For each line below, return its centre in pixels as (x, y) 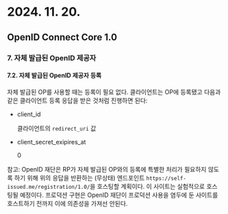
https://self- (166, 178)
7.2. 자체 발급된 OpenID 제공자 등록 (54, 75)
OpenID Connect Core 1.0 (62, 37)
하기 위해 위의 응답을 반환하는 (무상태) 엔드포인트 (79, 178)
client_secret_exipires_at (51, 142)
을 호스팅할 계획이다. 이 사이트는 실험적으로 (148, 186)
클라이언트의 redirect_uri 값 (56, 128)
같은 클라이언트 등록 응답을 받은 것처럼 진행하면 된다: (77, 101)
